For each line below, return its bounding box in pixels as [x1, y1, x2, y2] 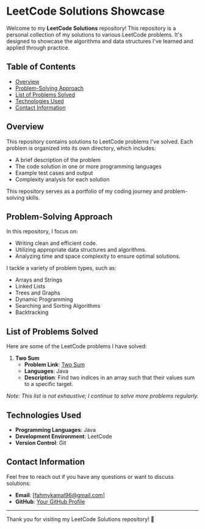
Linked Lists [15, 283, 46, 290]
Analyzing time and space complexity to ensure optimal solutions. [15, 252, 181, 260]
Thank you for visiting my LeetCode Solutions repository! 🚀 [6, 515, 154, 523]
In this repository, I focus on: [6, 228, 78, 235]
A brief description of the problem [15, 156, 101, 163]
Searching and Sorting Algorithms [15, 302, 101, 310]
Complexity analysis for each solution [15, 175, 110, 183]
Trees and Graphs [15, 289, 61, 297]
